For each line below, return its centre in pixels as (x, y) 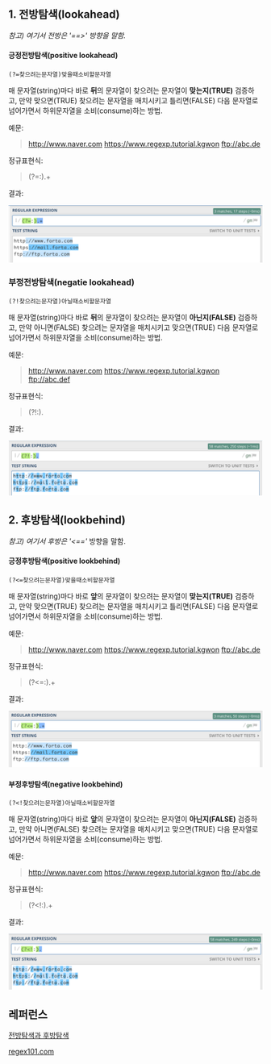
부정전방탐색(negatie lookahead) (71, 282)
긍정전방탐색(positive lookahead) (63, 56)
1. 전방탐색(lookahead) (64, 15)
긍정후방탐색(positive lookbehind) (65, 561)
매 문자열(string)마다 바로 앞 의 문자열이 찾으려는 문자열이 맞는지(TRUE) (121, 596)
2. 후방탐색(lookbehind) (67, 520)
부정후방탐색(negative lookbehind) (66, 784)
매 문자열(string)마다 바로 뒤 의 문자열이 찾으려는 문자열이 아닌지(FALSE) (122, 317)
